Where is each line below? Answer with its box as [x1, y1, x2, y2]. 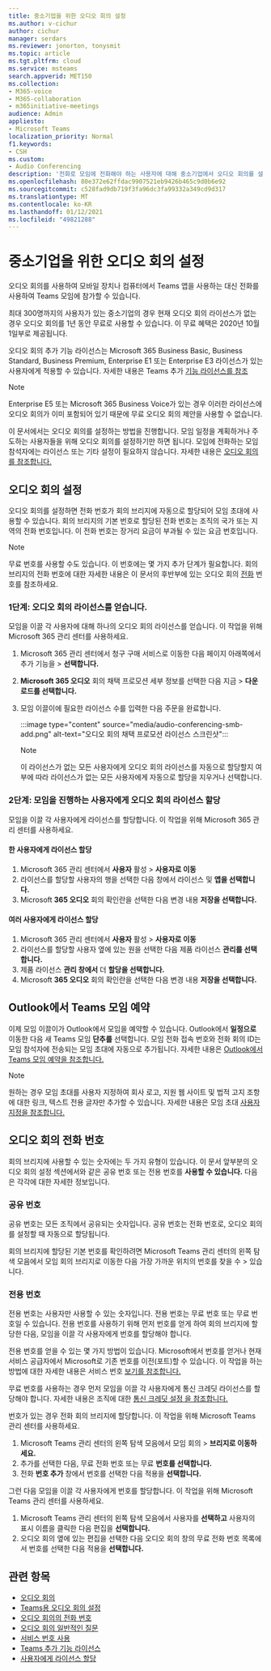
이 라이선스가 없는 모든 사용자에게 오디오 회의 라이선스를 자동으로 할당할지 [19, 763, 254, 772]
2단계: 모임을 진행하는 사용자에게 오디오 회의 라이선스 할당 [8, 795, 221, 806]
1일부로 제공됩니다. [8, 329, 68, 339]
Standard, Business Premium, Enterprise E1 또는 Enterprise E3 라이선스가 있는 [8, 356, 264, 365]
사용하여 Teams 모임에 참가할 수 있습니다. [8, 291, 141, 301]
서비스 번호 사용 [19, 1634, 70, 1643]
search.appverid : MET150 [8, 72, 92, 80]
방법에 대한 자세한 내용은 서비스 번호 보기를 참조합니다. [8, 1366, 181, 1376]
